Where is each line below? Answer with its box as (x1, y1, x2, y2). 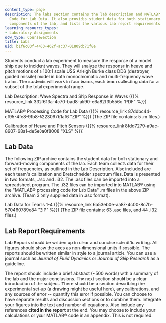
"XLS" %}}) (60, 128, 84, 134)
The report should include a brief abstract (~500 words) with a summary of (5, 270, 158, 277)
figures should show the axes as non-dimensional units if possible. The (5, 245, 150, 251)
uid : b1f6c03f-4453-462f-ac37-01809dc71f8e (5, 44, 96, 49)
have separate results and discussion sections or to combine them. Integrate (5, 297, 161, 303)
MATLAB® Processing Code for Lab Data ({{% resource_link (5, 108, 127, 114)
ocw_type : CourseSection (5, 35, 56, 40)
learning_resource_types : (5, 26, 58, 31)
